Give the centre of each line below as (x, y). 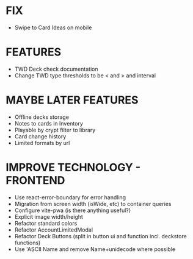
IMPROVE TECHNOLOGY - (73, 168)
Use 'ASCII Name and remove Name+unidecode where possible (95, 249)
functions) (27, 243)
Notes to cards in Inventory (49, 123)
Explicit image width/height (49, 216)
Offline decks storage (42, 117)
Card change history (40, 136)
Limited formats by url (42, 143)
